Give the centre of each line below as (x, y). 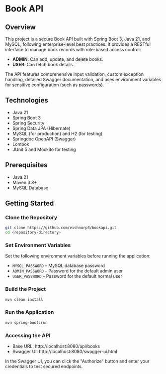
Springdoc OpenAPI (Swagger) (44, 139)
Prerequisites (26, 165)
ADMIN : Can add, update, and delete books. (58, 59)
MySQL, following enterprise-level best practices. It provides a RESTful (78, 44)
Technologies (27, 100)
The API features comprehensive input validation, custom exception (75, 74)
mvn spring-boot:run (27, 322)
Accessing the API (28, 335)
